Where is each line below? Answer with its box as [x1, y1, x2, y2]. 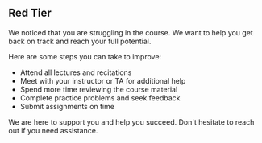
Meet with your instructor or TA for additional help [19, 76, 186, 85]
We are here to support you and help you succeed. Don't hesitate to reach [8, 116, 255, 127]
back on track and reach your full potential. [8, 36, 152, 46]
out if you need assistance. [8, 125, 98, 135]
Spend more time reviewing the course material [19, 84, 178, 94]
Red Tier [8, 6, 52, 20]
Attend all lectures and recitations [19, 67, 132, 77]
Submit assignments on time [19, 101, 115, 111]
